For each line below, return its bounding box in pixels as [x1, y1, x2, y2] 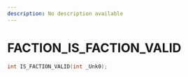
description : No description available [7, 10, 124, 17]
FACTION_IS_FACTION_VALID [7, 40, 182, 55]
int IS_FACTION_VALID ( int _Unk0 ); [7, 63, 108, 70]
